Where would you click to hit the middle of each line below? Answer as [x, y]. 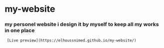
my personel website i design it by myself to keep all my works [82, 24]
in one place [20, 30]
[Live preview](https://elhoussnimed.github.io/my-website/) [72, 41]
